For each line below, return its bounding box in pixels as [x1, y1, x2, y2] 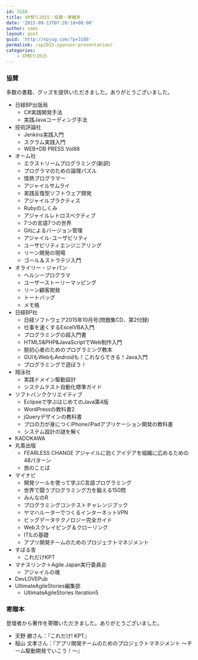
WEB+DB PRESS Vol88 [23, 145, 80, 152]
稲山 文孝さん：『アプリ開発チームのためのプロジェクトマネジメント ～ [14, 640, 187, 647]
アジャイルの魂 [23, 568, 61, 575]
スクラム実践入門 [23, 138, 66, 145]
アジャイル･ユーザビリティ [23, 234, 89, 241]
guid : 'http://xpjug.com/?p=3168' [6, 36, 92, 42]
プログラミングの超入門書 [23, 331, 87, 338]
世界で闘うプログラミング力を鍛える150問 [23, 487, 126, 494]
